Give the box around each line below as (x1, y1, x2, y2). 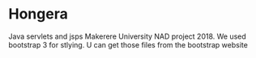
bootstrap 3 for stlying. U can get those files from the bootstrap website (8, 39, 249, 49)
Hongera (8, 5, 69, 23)
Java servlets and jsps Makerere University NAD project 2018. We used (8, 31, 247, 41)
